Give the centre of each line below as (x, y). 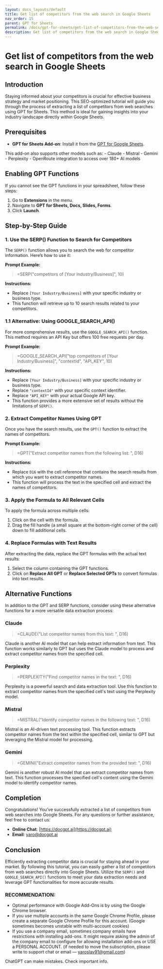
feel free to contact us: (28, 820)
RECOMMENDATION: (30, 895)
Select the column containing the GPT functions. (60, 568)
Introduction (24, 84)
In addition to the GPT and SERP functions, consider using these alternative (80, 605)
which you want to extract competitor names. (57, 477)
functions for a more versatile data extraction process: (59, 611)
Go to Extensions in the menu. (43, 200)
